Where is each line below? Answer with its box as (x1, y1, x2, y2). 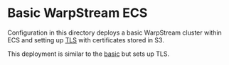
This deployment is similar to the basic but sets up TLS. (7, 49, 170, 58)
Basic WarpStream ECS (7, 5, 148, 21)
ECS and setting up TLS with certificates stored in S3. (7, 35, 165, 44)
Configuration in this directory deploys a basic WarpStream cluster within (7, 28, 222, 37)
